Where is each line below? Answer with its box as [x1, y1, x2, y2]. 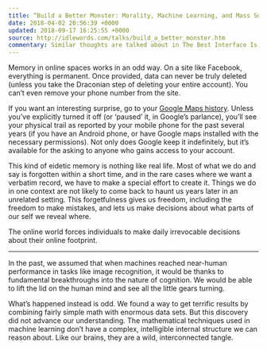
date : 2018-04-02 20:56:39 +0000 [8, 19, 119, 27]
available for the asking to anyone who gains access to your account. [8, 146, 235, 156]
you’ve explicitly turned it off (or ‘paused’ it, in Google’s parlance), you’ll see [8, 112, 257, 121]
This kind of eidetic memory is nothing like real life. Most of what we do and [8, 161, 257, 171]
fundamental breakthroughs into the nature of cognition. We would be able [8, 275, 253, 285]
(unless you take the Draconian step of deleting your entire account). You [8, 80, 249, 90]
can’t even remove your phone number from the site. [8, 88, 181, 98]
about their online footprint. [8, 236, 98, 245]
